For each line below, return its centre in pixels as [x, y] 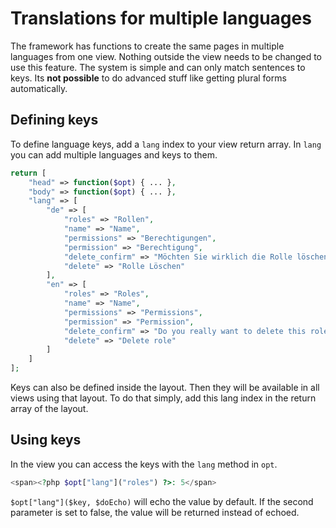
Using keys [46, 440]
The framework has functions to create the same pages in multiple [147, 46]
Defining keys [54, 120]
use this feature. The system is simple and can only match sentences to [158, 67]
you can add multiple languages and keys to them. [114, 154]
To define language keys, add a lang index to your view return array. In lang [166, 144]
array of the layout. [49, 408]
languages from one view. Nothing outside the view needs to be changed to [166, 56]
